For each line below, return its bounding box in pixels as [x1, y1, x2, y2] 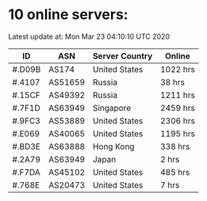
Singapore [92, 102, 132, 113]
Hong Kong [92, 141, 135, 152]
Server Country [92, 50, 153, 61]
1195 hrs [159, 128, 196, 139]
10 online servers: [8, 6, 128, 24]
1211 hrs [159, 89, 196, 100]
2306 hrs [159, 115, 196, 126]
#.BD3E [12, 141, 41, 152]
